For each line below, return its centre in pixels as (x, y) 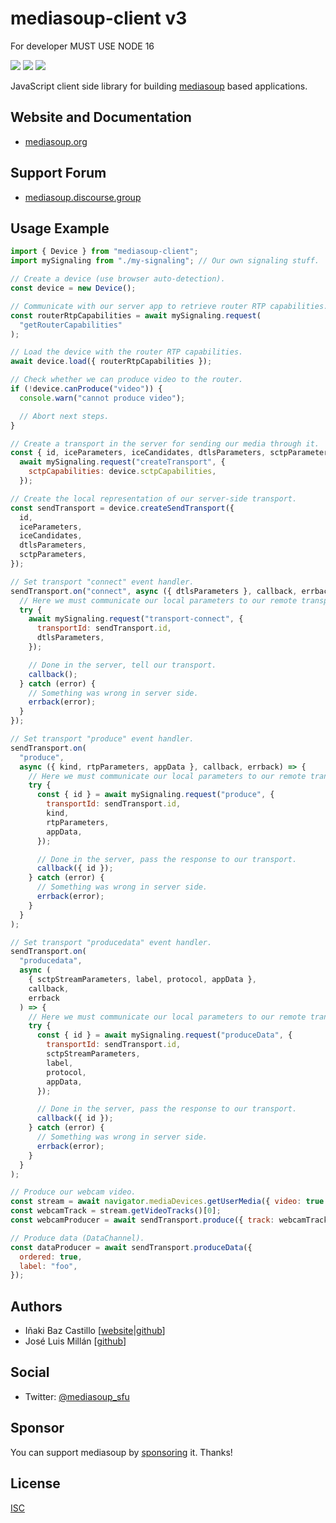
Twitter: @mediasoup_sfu (77, 1396)
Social (30, 1372)
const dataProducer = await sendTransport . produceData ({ (131, 1247)
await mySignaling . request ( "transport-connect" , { (136, 619)
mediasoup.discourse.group (83, 197)
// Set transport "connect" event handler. (102, 582)
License (35, 1483)
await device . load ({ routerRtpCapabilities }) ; (111, 362)
